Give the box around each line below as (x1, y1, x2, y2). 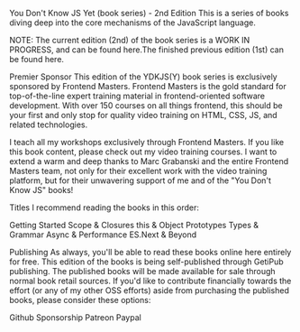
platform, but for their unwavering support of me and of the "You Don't (9, 175, 272, 186)
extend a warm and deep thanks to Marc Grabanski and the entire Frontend (9, 156, 289, 166)
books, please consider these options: (9, 295, 151, 305)
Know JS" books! (9, 185, 74, 195)
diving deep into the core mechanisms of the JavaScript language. (9, 17, 257, 28)
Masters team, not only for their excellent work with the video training (9, 166, 268, 176)
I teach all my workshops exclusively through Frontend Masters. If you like (9, 137, 285, 147)
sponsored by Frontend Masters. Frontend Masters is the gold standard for (9, 81, 286, 91)
